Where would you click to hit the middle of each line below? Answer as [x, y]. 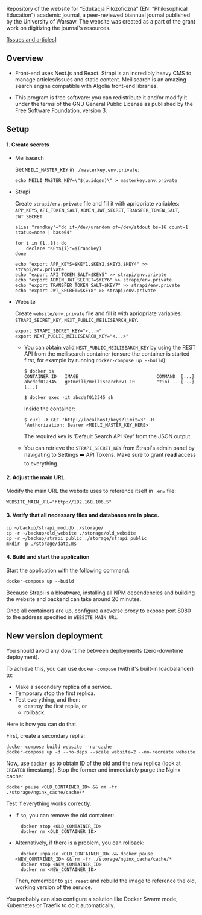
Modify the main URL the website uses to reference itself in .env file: [91, 491]
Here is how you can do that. [42, 724]
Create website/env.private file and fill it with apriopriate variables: [99, 313]
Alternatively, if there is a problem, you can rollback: [80, 843]
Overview [25, 59]
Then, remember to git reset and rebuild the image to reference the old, [106, 881]
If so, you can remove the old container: [65, 815]
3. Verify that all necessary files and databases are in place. [83, 515]
